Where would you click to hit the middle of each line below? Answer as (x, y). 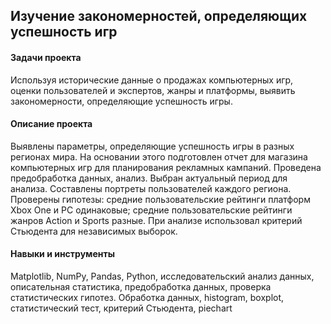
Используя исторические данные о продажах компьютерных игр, (152, 80)
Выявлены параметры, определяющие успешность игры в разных (152, 146)
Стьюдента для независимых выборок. (94, 231)
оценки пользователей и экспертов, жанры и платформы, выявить (153, 90)
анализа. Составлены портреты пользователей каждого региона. (151, 188)
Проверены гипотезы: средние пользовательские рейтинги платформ (160, 199)
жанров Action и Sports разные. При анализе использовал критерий (156, 220)
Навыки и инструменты (62, 254)
